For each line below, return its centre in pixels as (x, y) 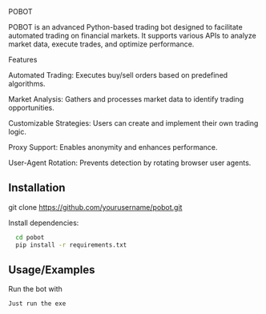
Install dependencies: (44, 223)
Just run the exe (37, 304)
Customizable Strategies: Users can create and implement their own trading (133, 123)
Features (23, 60)
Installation (37, 188)
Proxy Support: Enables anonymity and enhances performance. (113, 147)
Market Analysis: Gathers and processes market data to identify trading (126, 99)
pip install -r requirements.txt (71, 245)
